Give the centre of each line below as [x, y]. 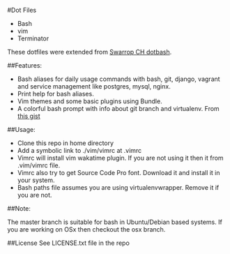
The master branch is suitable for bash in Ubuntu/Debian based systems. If [115, 222]
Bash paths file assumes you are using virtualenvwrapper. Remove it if [118, 187]
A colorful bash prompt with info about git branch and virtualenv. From [118, 109]
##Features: [25, 65]
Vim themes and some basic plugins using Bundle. [90, 101]
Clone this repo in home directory [65, 143]
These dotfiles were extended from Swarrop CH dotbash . [90, 52]
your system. [36, 180]
